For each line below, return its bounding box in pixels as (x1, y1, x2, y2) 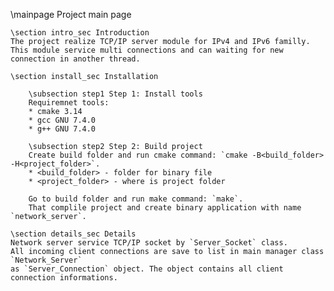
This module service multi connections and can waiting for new (10, 45, 284, 55)
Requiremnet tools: (28, 98, 110, 108)
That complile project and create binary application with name (28, 203, 302, 213)
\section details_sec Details (10, 229, 137, 239)
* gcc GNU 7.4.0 (28, 115, 97, 125)
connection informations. (10, 273, 118, 283)
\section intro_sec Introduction (10, 28, 150, 38)
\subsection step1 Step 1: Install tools (28, 89, 203, 99)
